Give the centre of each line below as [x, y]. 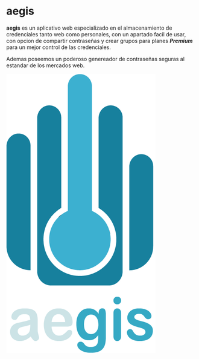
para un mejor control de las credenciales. [59, 47]
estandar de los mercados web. [46, 65]
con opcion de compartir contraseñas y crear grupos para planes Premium [99, 41]
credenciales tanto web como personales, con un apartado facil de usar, [96, 34]
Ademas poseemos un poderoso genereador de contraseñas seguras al [96, 59]
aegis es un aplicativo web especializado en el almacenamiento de [89, 28]
